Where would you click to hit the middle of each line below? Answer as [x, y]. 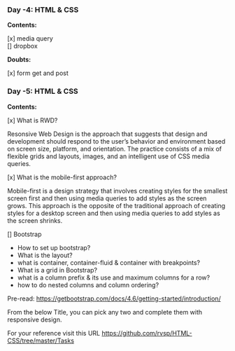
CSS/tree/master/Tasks [41, 340]
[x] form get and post [38, 73]
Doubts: [19, 60]
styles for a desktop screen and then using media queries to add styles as [114, 213]
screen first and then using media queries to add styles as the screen [107, 198]
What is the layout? [45, 255]
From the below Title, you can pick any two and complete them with [105, 312]
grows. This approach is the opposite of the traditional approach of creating [116, 205]
